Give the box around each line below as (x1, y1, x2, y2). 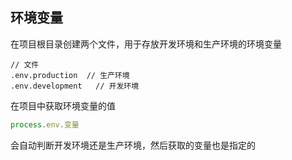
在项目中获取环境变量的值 (10, 99, 116, 112)
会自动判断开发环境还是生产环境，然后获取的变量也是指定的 (10, 139, 256, 151)
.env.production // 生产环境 (10, 70, 130, 80)
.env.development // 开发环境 (10, 81, 140, 91)
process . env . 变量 (10, 119, 80, 130)
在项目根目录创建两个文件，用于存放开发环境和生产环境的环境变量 (10, 38, 282, 50)
